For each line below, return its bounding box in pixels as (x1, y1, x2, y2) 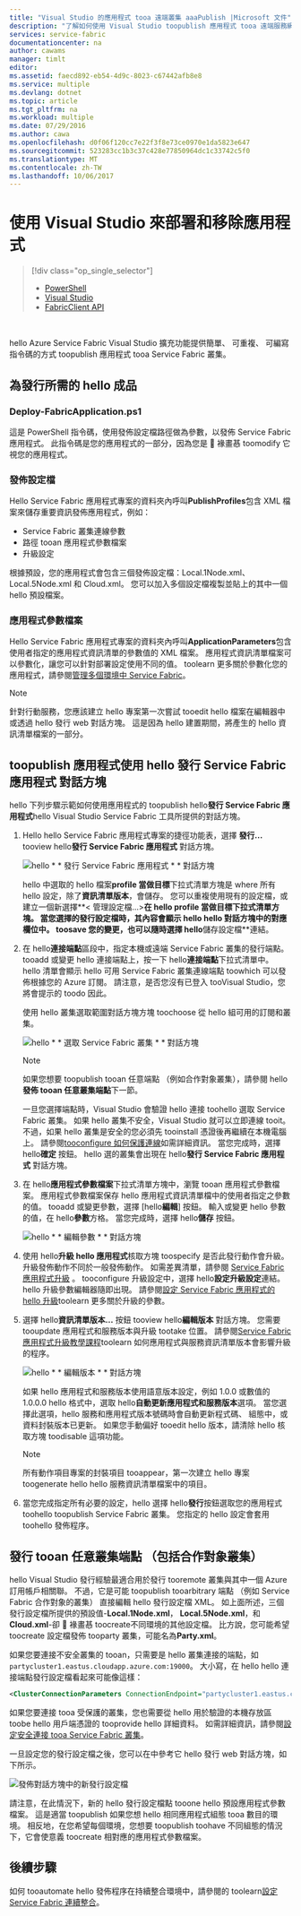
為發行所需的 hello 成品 (9, 377, 137, 393)
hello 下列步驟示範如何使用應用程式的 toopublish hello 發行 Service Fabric (9, 799, 280, 811)
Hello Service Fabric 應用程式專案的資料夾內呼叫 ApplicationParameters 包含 (9, 636, 292, 647)
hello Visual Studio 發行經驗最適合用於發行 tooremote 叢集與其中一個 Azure (9, 1575, 288, 1585)
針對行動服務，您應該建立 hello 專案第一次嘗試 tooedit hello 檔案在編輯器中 (9, 706, 286, 717)
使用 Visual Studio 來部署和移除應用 (9, 212, 275, 233)
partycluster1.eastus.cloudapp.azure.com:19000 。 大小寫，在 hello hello (9, 1661, 279, 1671)
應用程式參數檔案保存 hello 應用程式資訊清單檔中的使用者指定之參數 (39, 1190, 291, 1201)
